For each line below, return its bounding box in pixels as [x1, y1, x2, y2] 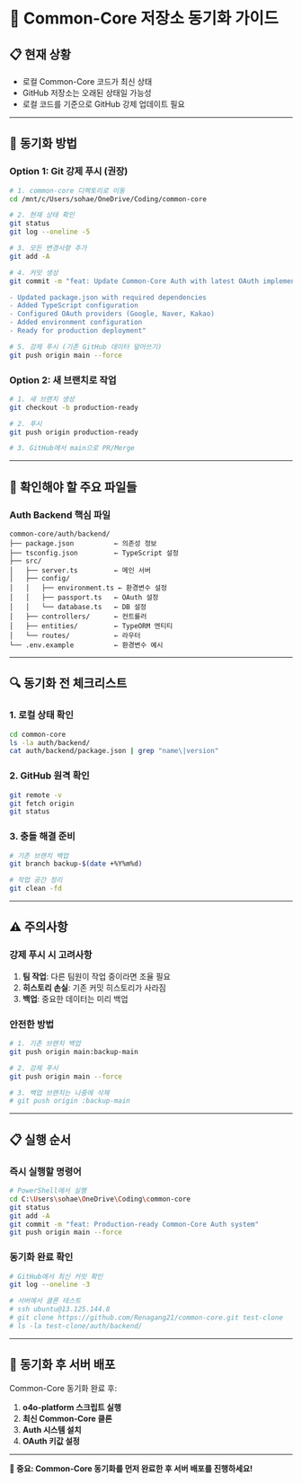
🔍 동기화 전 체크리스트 [9, 676, 128, 691]
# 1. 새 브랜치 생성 [9, 395, 75, 404]
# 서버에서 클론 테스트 [9, 1296, 82, 1306]
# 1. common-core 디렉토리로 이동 [9, 186, 126, 195]
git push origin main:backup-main [9, 1047, 139, 1056]
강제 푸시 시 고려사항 [9, 949, 93, 962]
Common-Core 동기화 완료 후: [9, 1382, 118, 1393]
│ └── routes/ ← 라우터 [9, 631, 141, 641]
